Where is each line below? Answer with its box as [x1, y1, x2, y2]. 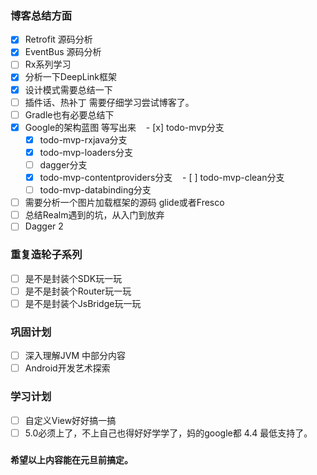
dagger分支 [39, 158, 88, 171]
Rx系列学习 [24, 58, 72, 71]
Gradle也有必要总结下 [24, 108, 115, 121]
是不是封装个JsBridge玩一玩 [24, 297, 142, 309]
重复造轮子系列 [10, 248, 83, 262]
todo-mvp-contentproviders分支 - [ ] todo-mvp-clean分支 [39, 171, 285, 183]
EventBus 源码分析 [24, 46, 102, 58]
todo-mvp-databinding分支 [39, 184, 152, 196]
